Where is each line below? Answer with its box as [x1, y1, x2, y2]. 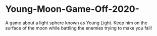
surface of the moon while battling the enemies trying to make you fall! [5, 25, 152, 31]
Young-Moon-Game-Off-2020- [5, 3, 140, 15]
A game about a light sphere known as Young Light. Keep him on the [5, 20, 148, 26]
